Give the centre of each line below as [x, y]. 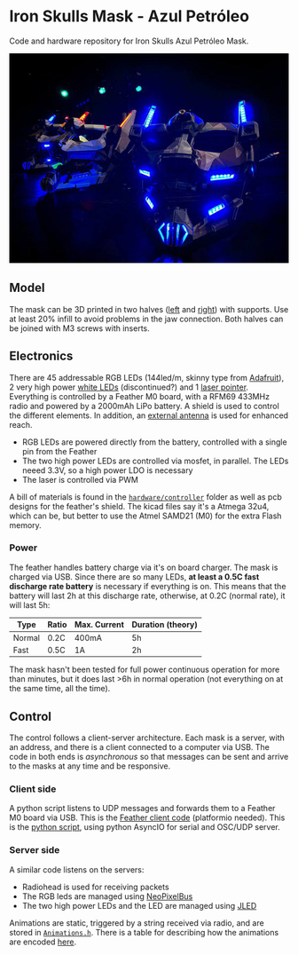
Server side [35, 850]
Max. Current [99, 625]
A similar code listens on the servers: [77, 869]
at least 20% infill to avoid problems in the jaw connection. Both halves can [146, 319]
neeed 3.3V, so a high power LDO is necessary [107, 470]
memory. [25, 525]
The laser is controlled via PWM [80, 479]
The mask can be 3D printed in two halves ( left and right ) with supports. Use [149, 309]
